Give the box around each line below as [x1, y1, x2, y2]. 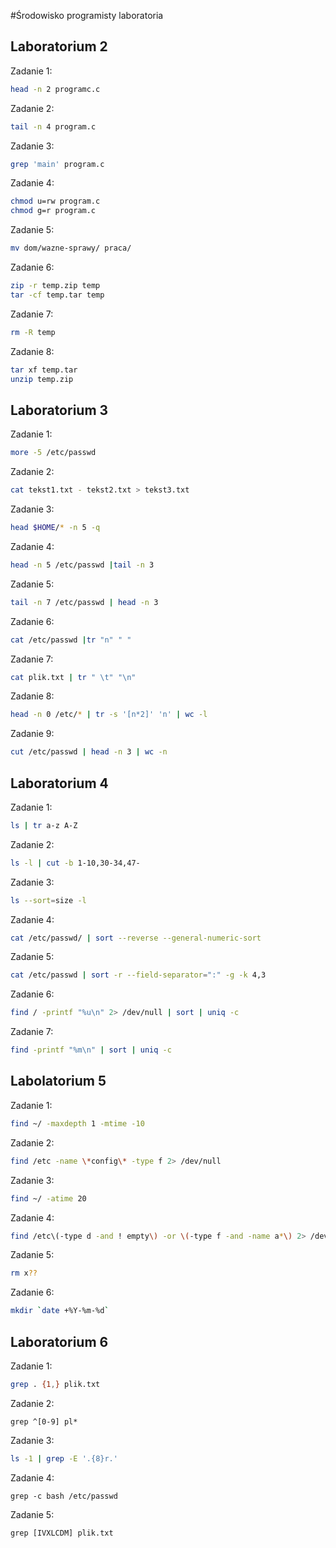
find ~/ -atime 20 [10, 1193, 87, 1204]
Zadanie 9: [10, 728, 55, 740]
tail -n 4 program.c [10, 121, 97, 132]
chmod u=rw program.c [10, 196, 101, 207]
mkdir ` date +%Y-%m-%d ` [10, 1306, 110, 1316]
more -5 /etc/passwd [10, 448, 97, 458]
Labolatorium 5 [10, 1073, 107, 1090]
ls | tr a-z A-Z [10, 820, 78, 830]
